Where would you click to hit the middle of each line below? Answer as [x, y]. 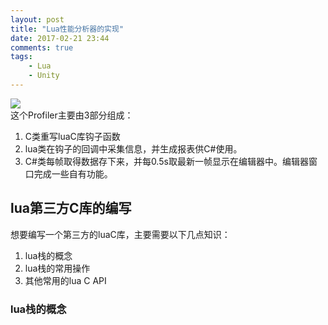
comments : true [42, 47]
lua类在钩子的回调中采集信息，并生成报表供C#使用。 [133, 148]
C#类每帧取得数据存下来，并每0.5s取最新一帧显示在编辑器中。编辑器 [166, 161]
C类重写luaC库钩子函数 [72, 136]
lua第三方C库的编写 [71, 208]
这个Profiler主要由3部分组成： [72, 115]
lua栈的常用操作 [57, 268]
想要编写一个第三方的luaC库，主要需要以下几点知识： [120, 234]
